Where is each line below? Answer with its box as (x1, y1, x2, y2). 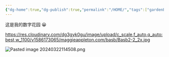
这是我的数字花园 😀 (5, 21, 47, 27)
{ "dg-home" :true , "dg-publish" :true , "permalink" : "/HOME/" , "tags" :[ (5, 7, 147, 12)
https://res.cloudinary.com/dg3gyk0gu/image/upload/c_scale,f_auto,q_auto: (5, 31, 163, 37)
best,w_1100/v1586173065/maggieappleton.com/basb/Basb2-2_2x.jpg (5, 37, 150, 43)
